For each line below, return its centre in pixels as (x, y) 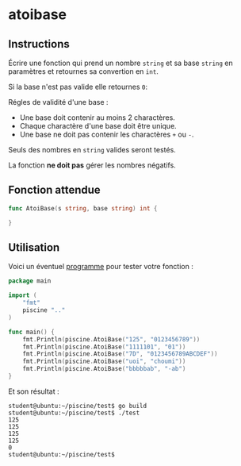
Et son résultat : (34, 391)
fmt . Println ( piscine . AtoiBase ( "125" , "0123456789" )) (111, 339)
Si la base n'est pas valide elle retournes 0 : (78, 87)
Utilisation (34, 247)
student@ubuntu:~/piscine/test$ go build (78, 406)
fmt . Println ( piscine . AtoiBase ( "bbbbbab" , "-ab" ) (104, 369)
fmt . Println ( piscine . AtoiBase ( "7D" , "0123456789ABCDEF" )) (120, 354)
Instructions (39, 44)
